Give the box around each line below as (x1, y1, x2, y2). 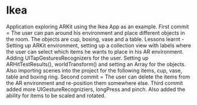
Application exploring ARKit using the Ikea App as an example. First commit (6, 23, 189, 30)
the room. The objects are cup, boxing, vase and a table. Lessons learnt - (6, 35, 185, 42)
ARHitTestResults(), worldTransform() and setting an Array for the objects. (6, 60, 186, 68)
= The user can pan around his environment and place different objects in (6, 29, 185, 36)
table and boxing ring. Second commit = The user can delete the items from (6, 73, 191, 80)
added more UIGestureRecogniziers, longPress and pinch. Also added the (6, 86, 186, 93)
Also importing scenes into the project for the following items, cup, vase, (6, 67, 183, 74)
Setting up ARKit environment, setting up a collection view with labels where (6, 42, 192, 49)
